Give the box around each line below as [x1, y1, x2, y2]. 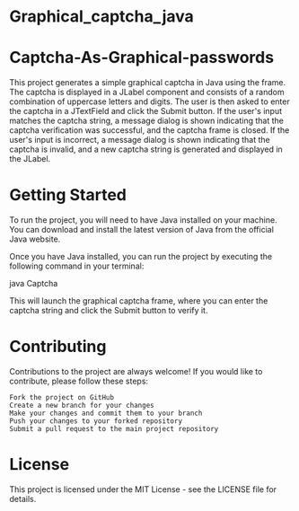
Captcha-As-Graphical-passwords [9, 48, 275, 68]
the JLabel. [9, 154, 51, 164]
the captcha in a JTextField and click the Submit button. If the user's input [9, 106, 283, 117]
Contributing [9, 337, 107, 357]
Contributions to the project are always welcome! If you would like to [9, 366, 263, 376]
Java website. [9, 233, 61, 244]
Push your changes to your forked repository [9, 417, 182, 426]
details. [9, 493, 37, 504]
